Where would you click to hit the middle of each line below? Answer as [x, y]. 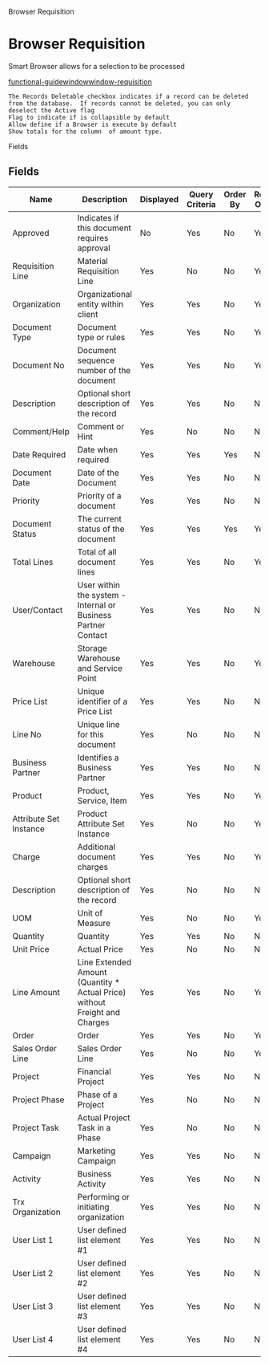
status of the [101, 529]
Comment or [101, 426]
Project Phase [38, 1099]
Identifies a [98, 758]
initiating [93, 1207]
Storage [92, 648]
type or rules [101, 337]
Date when [98, 449]
